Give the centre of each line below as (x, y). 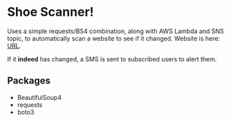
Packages (29, 81)
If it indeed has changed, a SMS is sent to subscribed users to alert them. (112, 59)
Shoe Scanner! (50, 12)
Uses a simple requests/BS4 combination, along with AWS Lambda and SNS (115, 31)
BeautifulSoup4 (39, 97)
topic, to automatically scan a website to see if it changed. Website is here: (114, 38)
